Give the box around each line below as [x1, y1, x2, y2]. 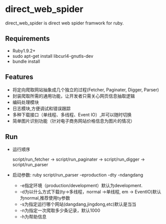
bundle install [12, 58, 40, 64]
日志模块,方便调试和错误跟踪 [12, 105, 71, 111]
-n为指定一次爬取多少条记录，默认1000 [19, 208, 101, 214]
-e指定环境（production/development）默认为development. [19, 183, 143, 189]
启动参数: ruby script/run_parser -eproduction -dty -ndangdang [12, 172, 144, 178]
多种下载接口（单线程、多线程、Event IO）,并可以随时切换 [12, 111, 132, 118]
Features [5, 73, 33, 81]
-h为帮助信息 [19, 214, 47, 220]
